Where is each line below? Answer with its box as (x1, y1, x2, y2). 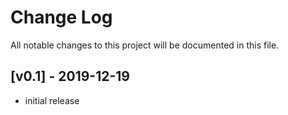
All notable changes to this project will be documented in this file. (10, 39, 280, 51)
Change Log (10, 6, 113, 29)
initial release (24, 94, 80, 106)
